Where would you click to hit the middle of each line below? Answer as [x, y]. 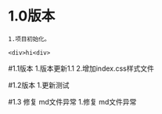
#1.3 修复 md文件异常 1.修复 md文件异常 [72, 101]
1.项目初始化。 [29, 39]
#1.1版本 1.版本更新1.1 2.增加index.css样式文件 [81, 68]
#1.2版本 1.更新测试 [39, 85]
